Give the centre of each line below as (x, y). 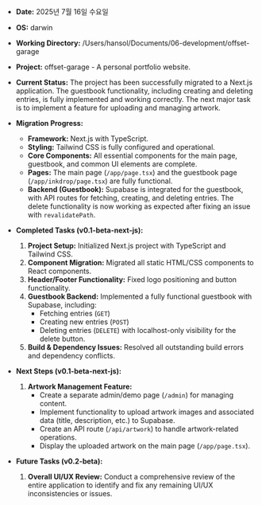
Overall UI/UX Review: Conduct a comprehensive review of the (131, 477)
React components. (60, 271)
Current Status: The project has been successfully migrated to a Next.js (134, 82)
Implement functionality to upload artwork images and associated (146, 412)
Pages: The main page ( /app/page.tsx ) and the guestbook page (132, 172)
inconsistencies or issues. (70, 493)
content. (53, 403)
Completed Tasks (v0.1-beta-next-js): (79, 230)
